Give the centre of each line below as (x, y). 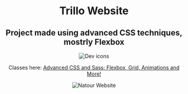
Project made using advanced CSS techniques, (94, 33)
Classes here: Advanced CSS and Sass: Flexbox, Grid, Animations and (94, 67)
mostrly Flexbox (94, 42)
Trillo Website (94, 11)
